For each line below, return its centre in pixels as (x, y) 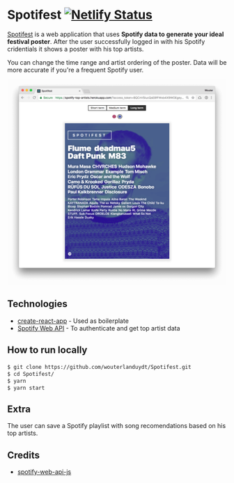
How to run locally (47, 350)
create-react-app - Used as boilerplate (73, 321)
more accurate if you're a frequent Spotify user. (76, 70)
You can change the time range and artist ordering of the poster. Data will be (117, 62)
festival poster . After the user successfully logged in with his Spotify (106, 41)
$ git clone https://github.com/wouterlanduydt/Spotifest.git (99, 367)
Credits (24, 455)
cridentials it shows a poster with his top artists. (76, 49)
